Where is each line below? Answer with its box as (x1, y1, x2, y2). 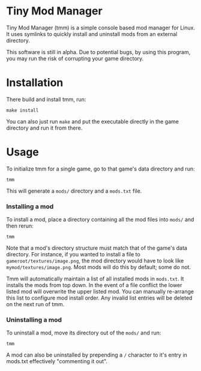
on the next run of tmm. (6, 301, 65, 308)
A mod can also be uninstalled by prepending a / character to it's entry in (6, 351, 188, 358)
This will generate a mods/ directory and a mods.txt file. (6, 187, 142, 195)
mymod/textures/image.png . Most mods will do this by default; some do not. (6, 264, 191, 271)
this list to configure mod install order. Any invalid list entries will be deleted (6, 294, 193, 301)
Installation (6, 76, 64, 89)
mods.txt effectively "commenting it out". (6, 358, 108, 365)
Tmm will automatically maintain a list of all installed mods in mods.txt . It (6, 275, 184, 283)
